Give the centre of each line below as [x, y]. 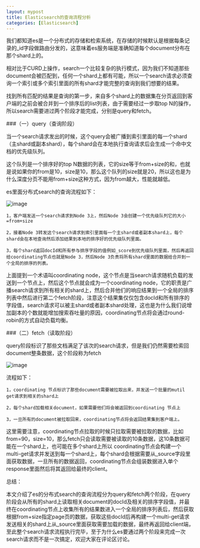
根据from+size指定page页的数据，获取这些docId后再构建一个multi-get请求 [98, 517]
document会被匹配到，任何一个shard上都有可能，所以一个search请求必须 [97, 76]
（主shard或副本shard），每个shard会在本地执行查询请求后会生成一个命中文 [99, 144]
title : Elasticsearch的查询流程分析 [49, 17]
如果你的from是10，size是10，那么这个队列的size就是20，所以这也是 [101, 172]
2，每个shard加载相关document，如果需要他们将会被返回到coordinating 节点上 [93, 408]
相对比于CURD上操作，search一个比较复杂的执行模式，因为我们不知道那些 [98, 68]
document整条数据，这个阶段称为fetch [54, 353]
